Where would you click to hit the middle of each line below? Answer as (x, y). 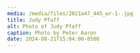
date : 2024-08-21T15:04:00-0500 (53, 39)
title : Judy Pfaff (33, 20)
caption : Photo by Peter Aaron (52, 33)
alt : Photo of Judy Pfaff (44, 26)
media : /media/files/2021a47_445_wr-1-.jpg (70, 13)
